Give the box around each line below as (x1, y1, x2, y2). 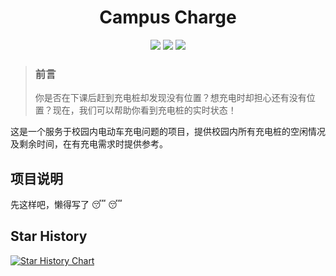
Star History (10, 228, 88, 245)
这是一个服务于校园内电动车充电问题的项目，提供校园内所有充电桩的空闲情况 (10, 126, 326, 138)
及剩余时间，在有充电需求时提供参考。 (10, 138, 168, 150)
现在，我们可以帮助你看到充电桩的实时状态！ (52, 104, 237, 116)
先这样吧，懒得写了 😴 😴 (10, 199, 123, 211)
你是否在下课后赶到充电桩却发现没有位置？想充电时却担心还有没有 (34, 92, 307, 104)
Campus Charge (99, 6, 237, 29)
